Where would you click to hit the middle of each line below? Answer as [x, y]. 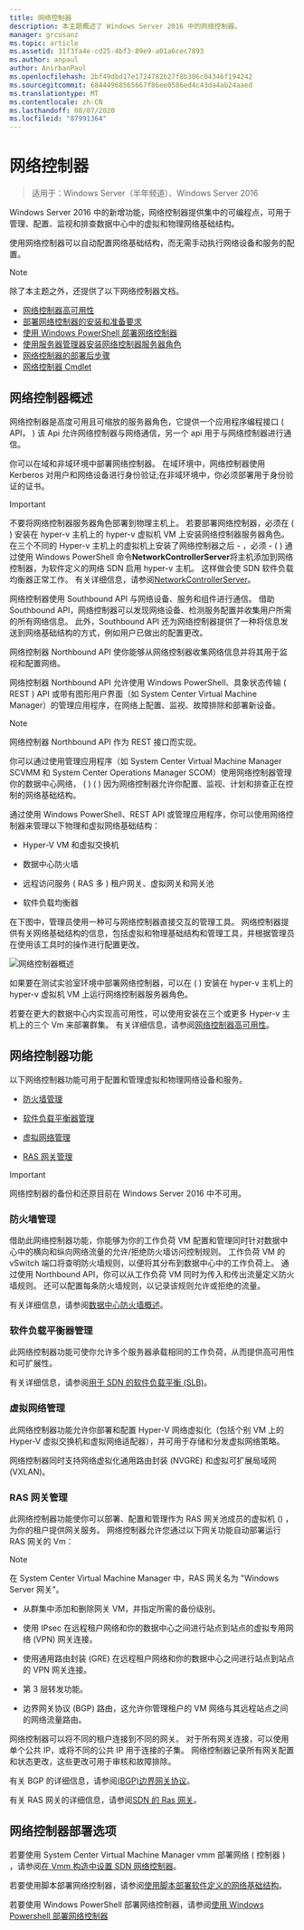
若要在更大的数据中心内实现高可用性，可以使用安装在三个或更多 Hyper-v [145, 1013]
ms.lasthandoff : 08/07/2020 [62, 110]
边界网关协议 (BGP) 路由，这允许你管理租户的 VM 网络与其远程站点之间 [155, 1708]
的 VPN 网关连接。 [57, 1669]
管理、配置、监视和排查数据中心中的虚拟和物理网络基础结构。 [124, 224]
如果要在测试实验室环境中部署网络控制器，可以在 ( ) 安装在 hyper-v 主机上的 [152, 982]
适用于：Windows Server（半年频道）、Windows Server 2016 [145, 193]
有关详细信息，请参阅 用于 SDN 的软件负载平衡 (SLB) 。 [111, 1382]
